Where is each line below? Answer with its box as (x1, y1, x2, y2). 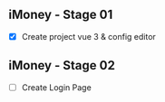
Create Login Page (21, 81, 92, 93)
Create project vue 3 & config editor (21, 31, 156, 42)
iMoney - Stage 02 (8, 58, 115, 73)
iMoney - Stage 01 (8, 7, 113, 23)
